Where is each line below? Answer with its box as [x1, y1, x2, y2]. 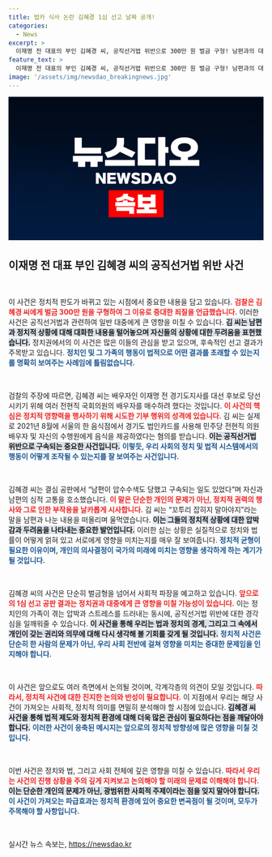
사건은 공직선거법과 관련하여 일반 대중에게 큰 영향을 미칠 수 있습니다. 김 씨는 [8, 317, 248, 328]
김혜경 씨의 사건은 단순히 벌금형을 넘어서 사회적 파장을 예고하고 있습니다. [8, 589, 237, 598]
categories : [8, 21, 49, 30]
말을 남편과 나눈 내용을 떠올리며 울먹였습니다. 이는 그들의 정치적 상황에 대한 [8, 515, 244, 525]
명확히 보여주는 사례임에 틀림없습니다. [16, 358, 135, 368]
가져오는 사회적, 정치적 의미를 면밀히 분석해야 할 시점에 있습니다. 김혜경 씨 [23, 702, 257, 713]
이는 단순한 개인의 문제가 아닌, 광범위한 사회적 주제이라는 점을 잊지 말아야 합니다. [8, 786, 261, 796]
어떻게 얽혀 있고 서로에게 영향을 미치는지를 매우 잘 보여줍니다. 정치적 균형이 [23, 535, 261, 545]
